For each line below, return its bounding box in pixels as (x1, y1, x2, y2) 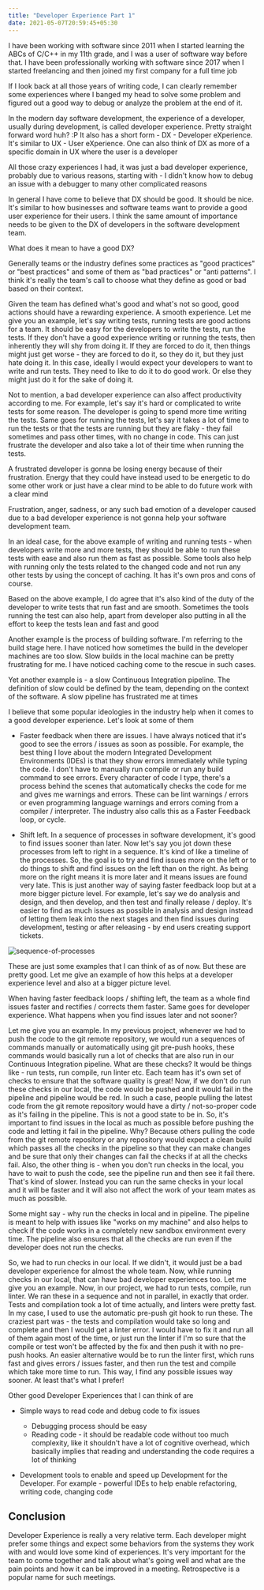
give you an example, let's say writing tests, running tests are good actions (8, 315, 251, 325)
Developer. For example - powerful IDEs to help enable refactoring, (19, 1479, 237, 1488)
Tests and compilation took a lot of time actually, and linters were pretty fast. (8, 1299, 257, 1309)
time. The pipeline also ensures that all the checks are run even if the (8, 1234, 232, 1243)
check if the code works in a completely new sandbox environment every (8, 1226, 247, 1235)
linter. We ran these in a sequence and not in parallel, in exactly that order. (8, 1291, 249, 1301)
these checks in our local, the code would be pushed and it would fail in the (8, 1084, 254, 1094)
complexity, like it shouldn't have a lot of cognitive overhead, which (31, 1437, 250, 1447)
